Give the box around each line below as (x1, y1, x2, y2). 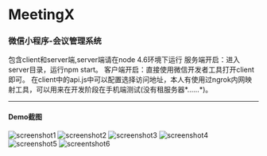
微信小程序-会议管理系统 (8, 36, 102, 47)
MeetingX (8, 6, 75, 24)
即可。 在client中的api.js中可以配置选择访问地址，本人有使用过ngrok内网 (8, 75, 246, 84)
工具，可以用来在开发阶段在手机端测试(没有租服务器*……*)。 (14, 85, 213, 95)
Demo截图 (8, 112, 42, 122)
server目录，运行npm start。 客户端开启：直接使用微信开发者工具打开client (8, 65, 254, 75)
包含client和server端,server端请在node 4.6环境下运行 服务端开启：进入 (8, 55, 241, 64)
